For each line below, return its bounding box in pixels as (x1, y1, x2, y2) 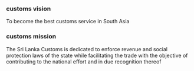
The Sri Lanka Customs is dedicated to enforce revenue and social (6, 45, 168, 52)
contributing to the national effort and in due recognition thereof (6, 58, 162, 65)
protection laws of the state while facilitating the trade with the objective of (6, 52, 188, 59)
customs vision (6, 5, 51, 13)
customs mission (6, 33, 57, 41)
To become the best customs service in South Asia (6, 18, 130, 25)
